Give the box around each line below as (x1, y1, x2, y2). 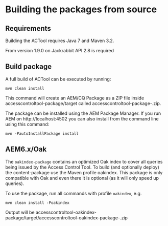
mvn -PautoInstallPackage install (5, 131, 79, 136)
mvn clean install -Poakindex (5, 200, 70, 206)
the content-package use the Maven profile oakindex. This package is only (5, 169, 163, 175)
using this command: (5, 121, 50, 127)
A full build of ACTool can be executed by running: (5, 76, 111, 82)
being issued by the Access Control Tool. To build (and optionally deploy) (5, 164, 160, 170)
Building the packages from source (5, 4, 157, 15)
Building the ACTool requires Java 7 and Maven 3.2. (5, 37, 114, 44)
